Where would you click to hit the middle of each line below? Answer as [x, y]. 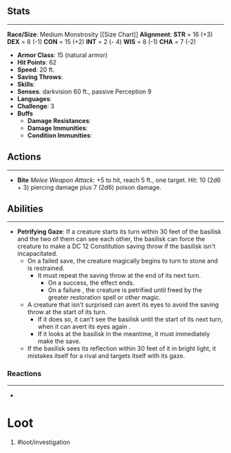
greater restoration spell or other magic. [104, 298]
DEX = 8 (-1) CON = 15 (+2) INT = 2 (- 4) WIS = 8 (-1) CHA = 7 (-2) [102, 41]
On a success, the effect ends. [91, 283]
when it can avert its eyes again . [84, 327]
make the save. [59, 341]
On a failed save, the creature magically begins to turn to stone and [122, 261]
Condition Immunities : [60, 135]
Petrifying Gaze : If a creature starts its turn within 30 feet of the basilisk [119, 232]
